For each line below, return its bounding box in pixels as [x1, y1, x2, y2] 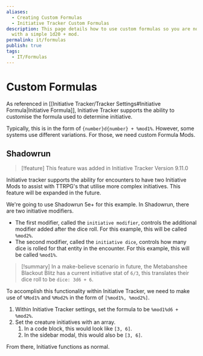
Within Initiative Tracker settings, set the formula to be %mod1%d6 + [14, 306, 179, 313]
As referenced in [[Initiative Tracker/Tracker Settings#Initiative [6, 100, 161, 107]
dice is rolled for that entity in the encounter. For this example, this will [14, 245, 190, 252]
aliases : [6, 8, 28, 15]
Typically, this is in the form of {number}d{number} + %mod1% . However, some [6, 125, 195, 132]
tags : [6, 48, 20, 54]
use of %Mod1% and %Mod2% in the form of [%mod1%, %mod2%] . [6, 294, 150, 302]
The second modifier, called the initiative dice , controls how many [14, 239, 187, 246]
